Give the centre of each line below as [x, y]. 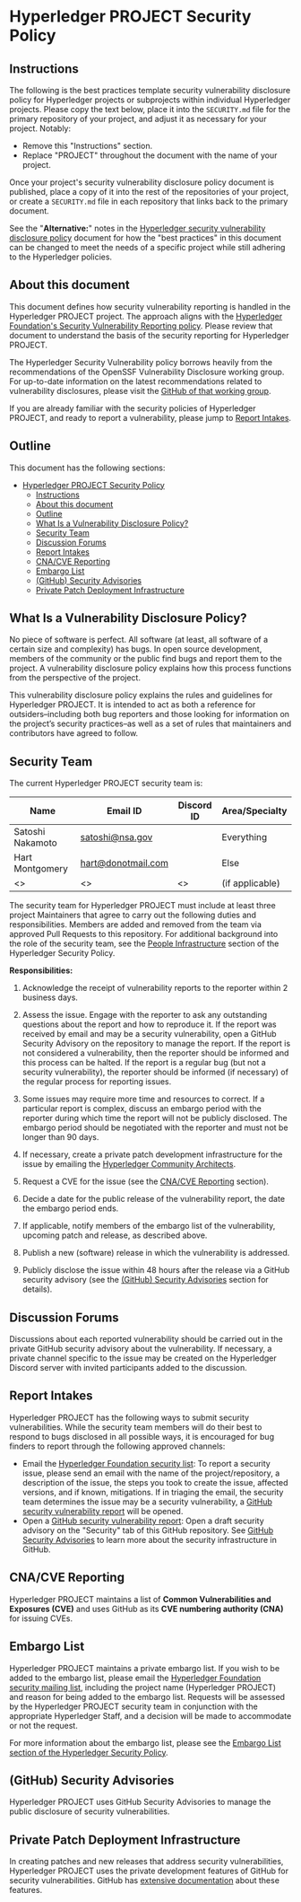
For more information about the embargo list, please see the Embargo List [146, 1742]
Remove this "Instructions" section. [87, 146]
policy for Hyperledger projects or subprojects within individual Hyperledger [150, 100]
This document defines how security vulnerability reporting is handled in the [150, 306]
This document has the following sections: [87, 468]
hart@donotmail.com [124, 863]
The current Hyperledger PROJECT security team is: [106, 784]
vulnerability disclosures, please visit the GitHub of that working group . [140, 390]
